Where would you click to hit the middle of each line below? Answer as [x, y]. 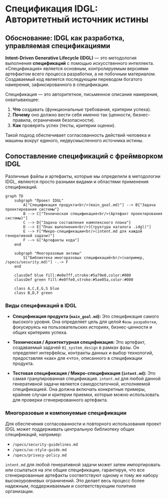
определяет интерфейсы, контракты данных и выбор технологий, [83, 353]
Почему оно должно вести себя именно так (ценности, [72, 115]
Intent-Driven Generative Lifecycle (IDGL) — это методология [71, 58]
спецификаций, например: [33, 435]
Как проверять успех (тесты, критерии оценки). [64, 125]
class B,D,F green [33, 293]
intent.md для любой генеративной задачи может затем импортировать [83, 465]
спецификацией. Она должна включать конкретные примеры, [79, 389]
